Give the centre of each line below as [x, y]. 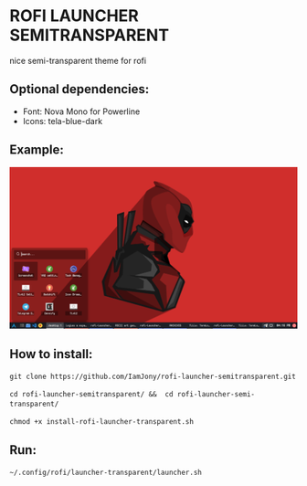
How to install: [51, 354]
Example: [37, 150]
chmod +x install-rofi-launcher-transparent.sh [102, 422]
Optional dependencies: [79, 89]
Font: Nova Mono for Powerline [81, 111]
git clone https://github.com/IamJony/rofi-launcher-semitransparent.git [153, 377]
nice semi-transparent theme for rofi [78, 60]
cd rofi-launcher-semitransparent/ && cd [91, 395]
